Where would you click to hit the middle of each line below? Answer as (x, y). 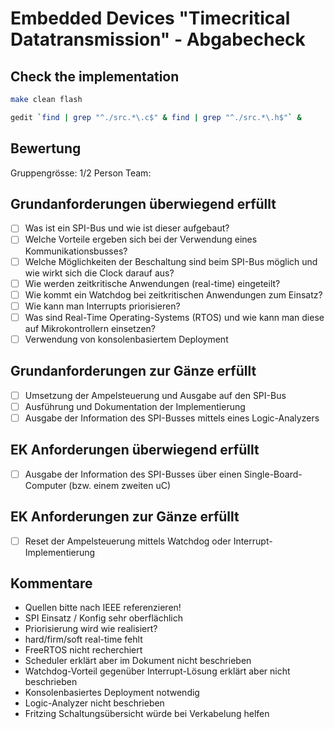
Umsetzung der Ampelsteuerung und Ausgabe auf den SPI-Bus (155, 395)
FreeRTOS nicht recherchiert (83, 650)
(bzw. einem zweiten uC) (120, 485)
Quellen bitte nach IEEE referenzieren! (103, 608)
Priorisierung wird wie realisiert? (91, 629)
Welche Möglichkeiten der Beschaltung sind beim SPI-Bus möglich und (171, 261)
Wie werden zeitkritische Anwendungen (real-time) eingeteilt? (152, 283)
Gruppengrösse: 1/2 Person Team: (81, 173)
